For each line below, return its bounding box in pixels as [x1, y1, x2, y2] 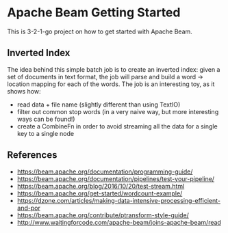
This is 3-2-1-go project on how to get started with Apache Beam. [7, 27, 193, 36]
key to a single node [16, 129, 74, 137]
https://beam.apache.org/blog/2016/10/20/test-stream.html [16, 182, 185, 190]
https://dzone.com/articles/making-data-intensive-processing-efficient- [16, 196, 221, 204]
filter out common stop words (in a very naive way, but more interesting [16, 107, 219, 115]
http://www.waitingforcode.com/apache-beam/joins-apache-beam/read [16, 218, 221, 226]
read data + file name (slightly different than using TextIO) [16, 100, 181, 109]
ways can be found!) [16, 115, 75, 123]
